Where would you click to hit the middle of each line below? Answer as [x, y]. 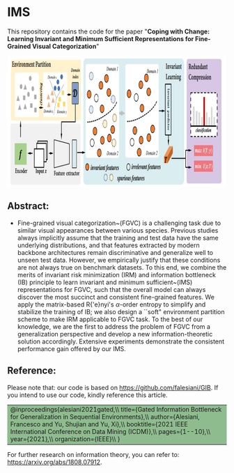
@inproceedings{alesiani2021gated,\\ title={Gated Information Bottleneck [116, 410]
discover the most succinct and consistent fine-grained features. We [116, 297]
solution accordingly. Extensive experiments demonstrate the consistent [121, 341]
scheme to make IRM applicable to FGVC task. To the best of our [110, 319]
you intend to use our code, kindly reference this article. [88, 395]
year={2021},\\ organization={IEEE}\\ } [65, 439]
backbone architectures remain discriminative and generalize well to [115, 252]
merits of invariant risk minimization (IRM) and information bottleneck [116, 274]
